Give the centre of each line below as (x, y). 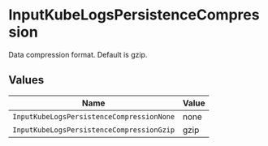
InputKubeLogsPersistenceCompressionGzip (94, 130)
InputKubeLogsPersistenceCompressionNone (94, 116)
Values (26, 80)
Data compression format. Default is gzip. (78, 54)
